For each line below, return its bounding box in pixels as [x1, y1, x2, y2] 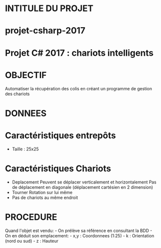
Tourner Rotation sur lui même [12, 189, 73, 195]
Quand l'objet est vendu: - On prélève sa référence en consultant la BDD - [5, 228, 152, 233]
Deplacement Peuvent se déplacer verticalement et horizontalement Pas [12, 179, 157, 185]
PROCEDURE [5, 212, 57, 222]
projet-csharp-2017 [5, 25, 86, 36]
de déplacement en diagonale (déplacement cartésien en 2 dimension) [12, 184, 153, 190]
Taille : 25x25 [12, 146, 39, 152]
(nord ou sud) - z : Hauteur [5, 238, 59, 244]
